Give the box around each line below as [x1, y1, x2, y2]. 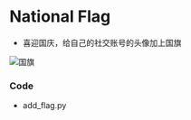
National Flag [9, 6, 111, 27]
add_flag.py [22, 100, 67, 111]
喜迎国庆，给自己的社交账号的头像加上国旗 [22, 37, 182, 48]
